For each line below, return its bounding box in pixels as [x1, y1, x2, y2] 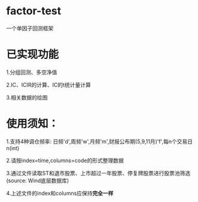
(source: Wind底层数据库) [6, 177, 69, 184]
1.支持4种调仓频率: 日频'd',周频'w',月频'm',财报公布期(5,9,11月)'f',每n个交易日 [6, 138, 193, 145]
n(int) [6, 144, 20, 151]
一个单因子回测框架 [6, 24, 54, 32]
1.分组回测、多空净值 [6, 69, 57, 76]
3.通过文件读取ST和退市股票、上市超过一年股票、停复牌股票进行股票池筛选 [6, 169, 191, 176]
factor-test [6, 4, 62, 18]
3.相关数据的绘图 [6, 94, 48, 101]
